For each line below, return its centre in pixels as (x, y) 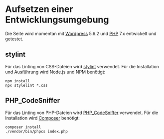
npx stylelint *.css (27, 85)
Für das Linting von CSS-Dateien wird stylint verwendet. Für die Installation (82, 66)
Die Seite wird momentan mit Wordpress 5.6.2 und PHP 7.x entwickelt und (81, 33)
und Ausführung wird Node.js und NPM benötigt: (55, 72)
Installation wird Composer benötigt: (42, 118)
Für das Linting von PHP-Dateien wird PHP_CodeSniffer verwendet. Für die (82, 113)
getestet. (14, 39)
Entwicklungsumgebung (57, 20)
